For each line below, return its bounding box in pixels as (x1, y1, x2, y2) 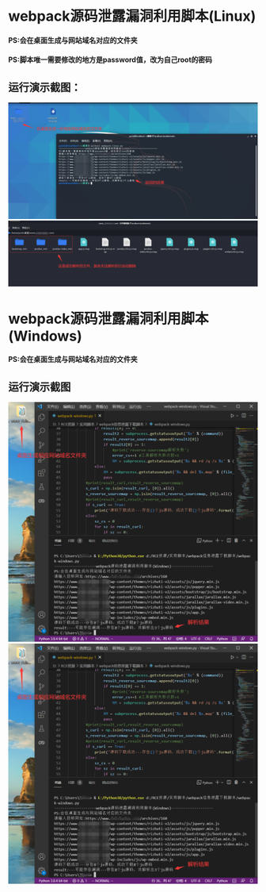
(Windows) (8, 327, 83, 345)
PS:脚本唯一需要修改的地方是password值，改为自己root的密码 (8, 55, 212, 64)
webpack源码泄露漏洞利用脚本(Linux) (8, 7, 256, 25)
